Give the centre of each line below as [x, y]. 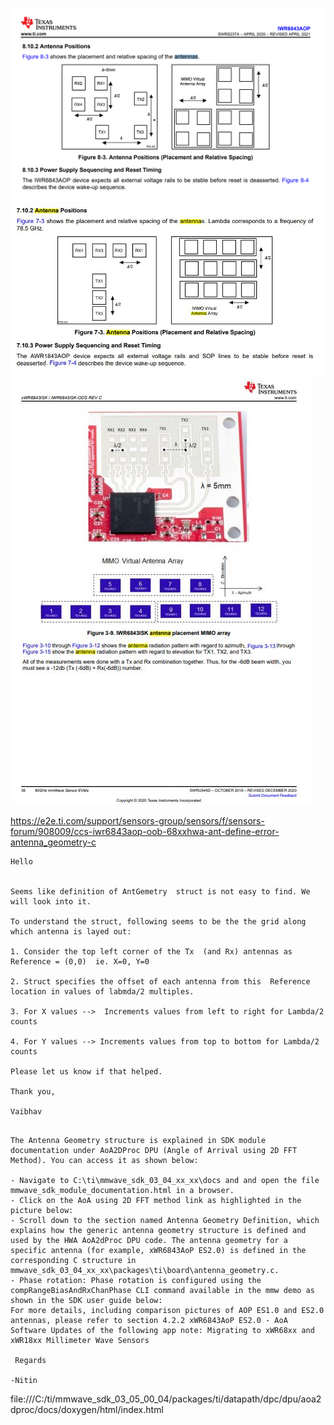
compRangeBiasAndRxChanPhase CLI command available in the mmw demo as [162, 1290]
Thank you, [33, 1091]
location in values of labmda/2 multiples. [102, 991]
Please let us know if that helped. [86, 1071]
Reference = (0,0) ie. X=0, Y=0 [80, 961]
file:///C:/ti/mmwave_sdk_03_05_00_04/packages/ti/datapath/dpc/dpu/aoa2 [166, 1399]
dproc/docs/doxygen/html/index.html [87, 1409]
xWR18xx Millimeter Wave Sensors [80, 1340]
